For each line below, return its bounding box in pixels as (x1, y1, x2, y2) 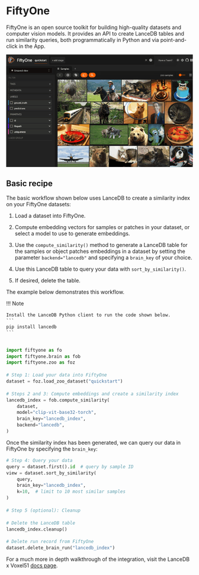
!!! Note (6, 300, 24, 307)
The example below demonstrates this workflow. (6, 288, 124, 295)
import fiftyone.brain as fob (6, 354, 81, 359)
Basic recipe (6, 179, 53, 189)
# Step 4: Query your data (6, 457, 73, 463)
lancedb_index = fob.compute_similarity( (6, 397, 110, 403)
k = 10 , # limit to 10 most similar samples (17, 489, 126, 495)
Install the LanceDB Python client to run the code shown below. (6, 312, 171, 318)
